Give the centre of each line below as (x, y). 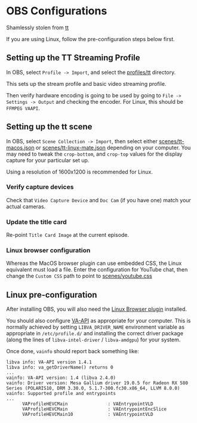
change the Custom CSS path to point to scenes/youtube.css (79, 276)
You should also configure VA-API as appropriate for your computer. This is (98, 321)
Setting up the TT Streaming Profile (73, 58)
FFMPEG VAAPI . (23, 108)
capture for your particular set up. (48, 160)
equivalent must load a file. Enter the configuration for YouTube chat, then (97, 270)
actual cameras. (26, 206)
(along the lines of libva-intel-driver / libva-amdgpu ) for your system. (93, 340)
